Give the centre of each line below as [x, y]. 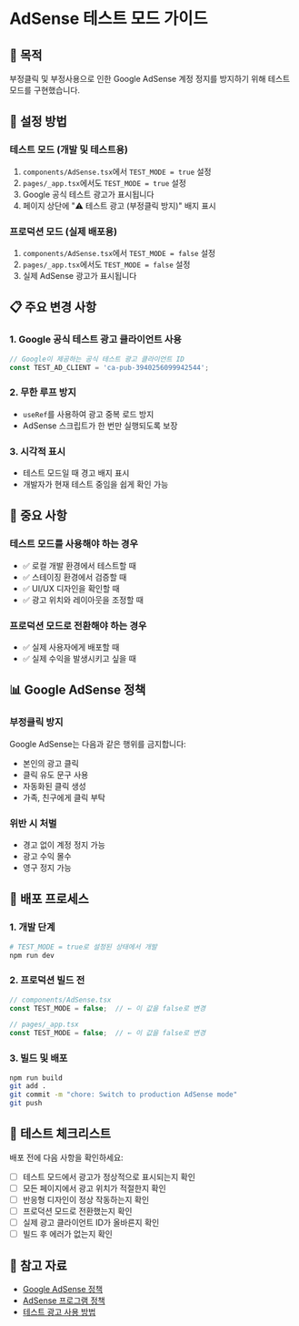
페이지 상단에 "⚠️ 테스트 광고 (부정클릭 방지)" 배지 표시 [119, 205]
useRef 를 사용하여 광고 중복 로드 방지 [88, 414]
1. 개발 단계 [32, 928]
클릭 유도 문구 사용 [55, 775]
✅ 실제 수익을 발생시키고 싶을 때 [79, 658]
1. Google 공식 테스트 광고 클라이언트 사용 [95, 340]
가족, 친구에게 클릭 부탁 [64, 797]
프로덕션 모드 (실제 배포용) [64, 231]
